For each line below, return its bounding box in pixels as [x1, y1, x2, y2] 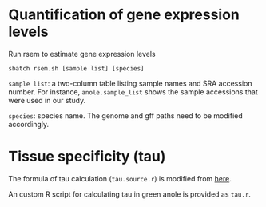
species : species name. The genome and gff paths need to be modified [8, 110, 244, 121]
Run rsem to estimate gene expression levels [8, 49, 156, 58]
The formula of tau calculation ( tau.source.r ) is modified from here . [8, 173, 232, 183]
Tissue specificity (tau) [8, 148, 166, 165]
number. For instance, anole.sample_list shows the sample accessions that [8, 86, 258, 97]
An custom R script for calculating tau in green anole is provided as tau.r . [8, 189, 252, 199]
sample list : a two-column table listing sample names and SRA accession [8, 78, 252, 88]
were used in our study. [8, 95, 86, 105]
